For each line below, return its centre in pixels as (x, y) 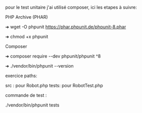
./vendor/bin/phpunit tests (32, 105)
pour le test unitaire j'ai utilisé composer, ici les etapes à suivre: (71, 7)
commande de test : (26, 95)
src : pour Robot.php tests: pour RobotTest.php (54, 86)
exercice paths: (21, 76)
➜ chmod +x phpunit (27, 37)
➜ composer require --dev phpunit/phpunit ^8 (53, 56)
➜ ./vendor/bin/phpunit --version (40, 66)
